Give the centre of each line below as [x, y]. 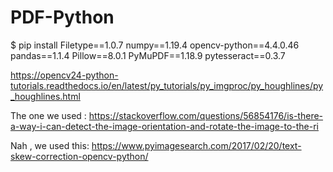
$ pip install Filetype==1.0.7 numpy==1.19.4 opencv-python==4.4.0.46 [155, 45]
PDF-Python [62, 17]
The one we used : [48, 115]
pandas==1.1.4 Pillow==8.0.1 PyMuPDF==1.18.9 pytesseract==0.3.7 [148, 55]
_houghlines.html [45, 96]
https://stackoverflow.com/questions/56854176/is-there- [206, 115]
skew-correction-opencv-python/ [79, 156]
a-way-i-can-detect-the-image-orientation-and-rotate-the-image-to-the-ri [164, 126]
